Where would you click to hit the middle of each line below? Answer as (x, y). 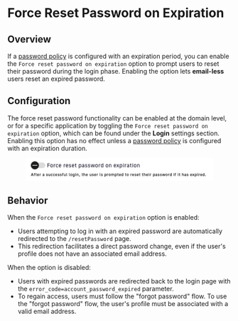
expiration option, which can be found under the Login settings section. (114, 133)
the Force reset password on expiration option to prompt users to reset (113, 64)
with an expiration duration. (47, 148)
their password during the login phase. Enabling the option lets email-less (116, 71)
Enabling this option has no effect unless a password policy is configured (114, 140)
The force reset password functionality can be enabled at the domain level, (117, 118)
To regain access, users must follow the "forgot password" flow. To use (122, 296)
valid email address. (47, 311)
